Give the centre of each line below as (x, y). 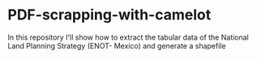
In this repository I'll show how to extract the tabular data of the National (128, 37)
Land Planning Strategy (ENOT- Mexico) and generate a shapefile (117, 45)
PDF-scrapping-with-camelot (109, 15)
